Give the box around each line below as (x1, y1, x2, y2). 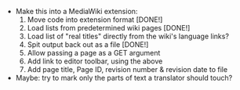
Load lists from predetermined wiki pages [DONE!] (27, 23, 191, 32)
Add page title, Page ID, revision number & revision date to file (27, 65, 228, 74)
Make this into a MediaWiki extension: (15, 7, 138, 16)
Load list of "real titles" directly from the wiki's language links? (27, 31, 230, 41)
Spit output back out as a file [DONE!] (27, 40, 149, 49)
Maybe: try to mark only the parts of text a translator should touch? (15, 74, 233, 82)
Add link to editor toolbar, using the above (27, 56, 163, 66)
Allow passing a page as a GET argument (27, 49, 161, 57)
